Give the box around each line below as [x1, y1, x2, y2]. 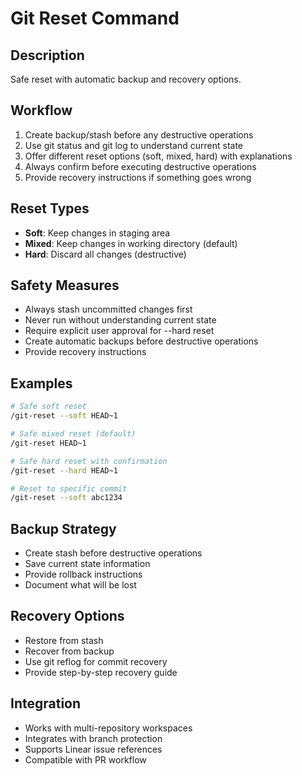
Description [10, 47, 85, 64]
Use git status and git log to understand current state [24, 139, 243, 151]
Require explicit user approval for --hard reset [24, 325, 215, 337]
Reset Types [10, 200, 90, 217]
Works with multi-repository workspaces [24, 722, 193, 734]
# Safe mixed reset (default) [10, 429, 137, 439]
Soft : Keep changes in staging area [24, 227, 171, 239]
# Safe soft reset [10, 402, 87, 412]
